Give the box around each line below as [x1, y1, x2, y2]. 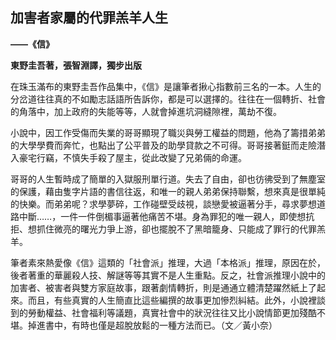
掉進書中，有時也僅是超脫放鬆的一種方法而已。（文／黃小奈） [27, 319, 278, 331]
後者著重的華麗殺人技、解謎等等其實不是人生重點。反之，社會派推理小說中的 [10, 269, 326, 281]
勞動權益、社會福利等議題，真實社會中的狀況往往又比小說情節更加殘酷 [27, 306, 317, 318]
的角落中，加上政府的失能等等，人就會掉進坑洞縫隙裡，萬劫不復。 [10, 105, 282, 117]
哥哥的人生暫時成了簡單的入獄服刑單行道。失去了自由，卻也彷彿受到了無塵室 [10, 173, 326, 185]
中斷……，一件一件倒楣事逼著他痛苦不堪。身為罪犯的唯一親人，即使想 [18, 210, 307, 222]
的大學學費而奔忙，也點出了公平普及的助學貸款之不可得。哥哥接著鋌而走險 [10, 139, 317, 151]
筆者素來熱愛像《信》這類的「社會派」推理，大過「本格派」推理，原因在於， [10, 256, 326, 268]
